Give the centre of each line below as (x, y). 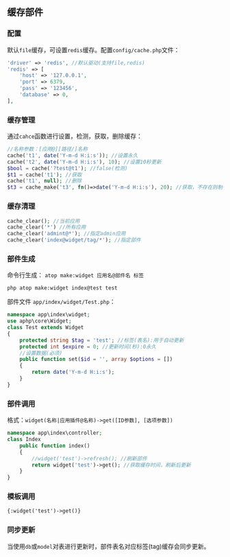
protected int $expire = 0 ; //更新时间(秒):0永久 (88, 346)
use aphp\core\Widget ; (39, 321)
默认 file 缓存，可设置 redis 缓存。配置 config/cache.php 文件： (93, 49)
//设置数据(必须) (41, 353)
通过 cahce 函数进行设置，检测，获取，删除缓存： (75, 137)
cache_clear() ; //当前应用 (43, 221)
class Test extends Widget (46, 328)
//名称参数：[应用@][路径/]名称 (48, 150)
